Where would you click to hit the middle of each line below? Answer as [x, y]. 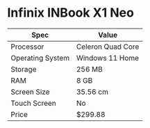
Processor [27, 47]
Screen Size [30, 92]
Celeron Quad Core [108, 47]
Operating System [40, 58]
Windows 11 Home [108, 58]
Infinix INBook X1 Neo [70, 13]
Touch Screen [34, 103]
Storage [24, 69]
